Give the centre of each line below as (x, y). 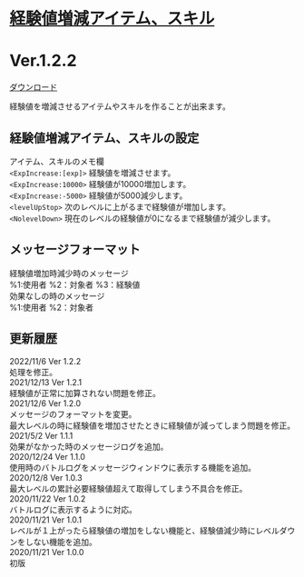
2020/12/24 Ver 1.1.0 (48, 456)
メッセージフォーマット (75, 249)
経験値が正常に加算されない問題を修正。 (85, 393)
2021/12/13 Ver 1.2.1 (46, 382)
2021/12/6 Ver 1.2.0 (45, 403)
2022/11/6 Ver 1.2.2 (45, 361)
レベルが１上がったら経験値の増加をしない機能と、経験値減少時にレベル (144, 530)
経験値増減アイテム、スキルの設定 (104, 138)
